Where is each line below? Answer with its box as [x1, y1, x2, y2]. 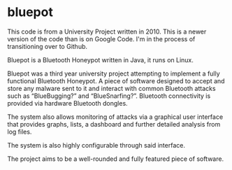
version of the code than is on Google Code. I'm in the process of [7, 34, 196, 43]
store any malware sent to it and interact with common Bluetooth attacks [7, 84, 216, 92]
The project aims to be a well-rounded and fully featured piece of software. [7, 155, 224, 163]
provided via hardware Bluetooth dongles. [7, 99, 128, 107]
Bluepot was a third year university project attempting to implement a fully [7, 69, 220, 78]
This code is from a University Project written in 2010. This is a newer [7, 27, 207, 36]
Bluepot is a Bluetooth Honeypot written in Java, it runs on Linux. [7, 55, 194, 64]
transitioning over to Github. [7, 42, 88, 50]
